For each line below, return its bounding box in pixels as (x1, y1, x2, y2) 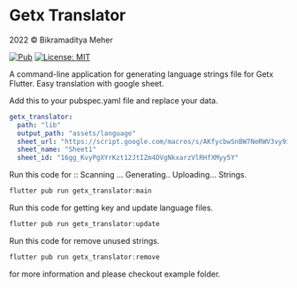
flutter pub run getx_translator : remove (9, 253, 161, 261)
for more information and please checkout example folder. (9, 269, 221, 279)
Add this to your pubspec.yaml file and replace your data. (9, 95, 218, 106)
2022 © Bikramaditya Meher (9, 34, 113, 45)
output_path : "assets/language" (17, 129, 137, 138)
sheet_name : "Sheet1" (17, 145, 97, 155)
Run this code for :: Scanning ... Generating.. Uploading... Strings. (9, 170, 247, 180)
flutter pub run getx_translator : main (9, 186, 152, 195)
